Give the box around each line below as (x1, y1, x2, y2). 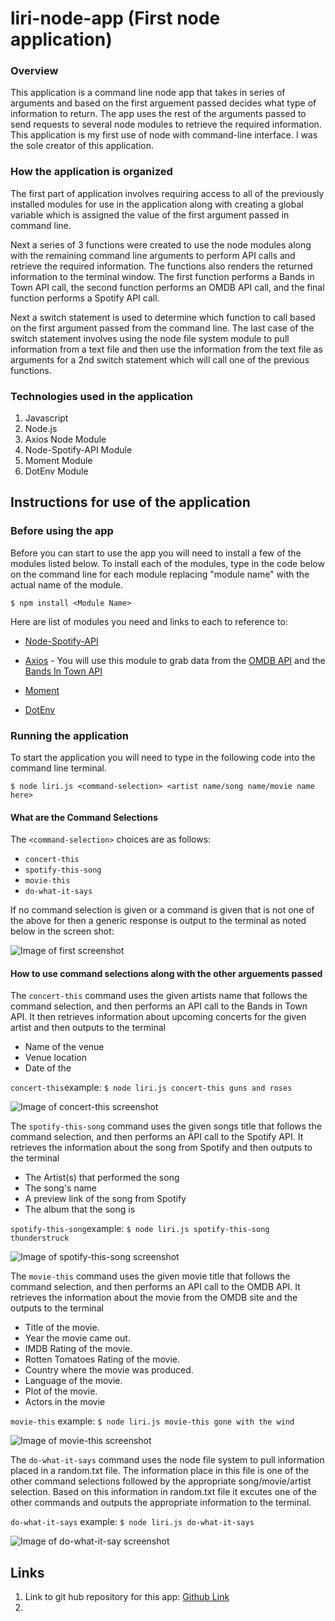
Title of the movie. (24, 1322, 100, 1334)
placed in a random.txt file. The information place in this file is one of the (10, 1465, 310, 1477)
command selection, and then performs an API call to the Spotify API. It (10, 1131, 304, 1143)
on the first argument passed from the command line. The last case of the (10, 322, 315, 334)
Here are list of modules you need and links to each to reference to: (10, 615, 288, 627)
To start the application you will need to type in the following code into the (10, 752, 316, 764)
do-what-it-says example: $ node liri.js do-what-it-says (10, 1516, 255, 1528)
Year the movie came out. (24, 1332, 131, 1344)
